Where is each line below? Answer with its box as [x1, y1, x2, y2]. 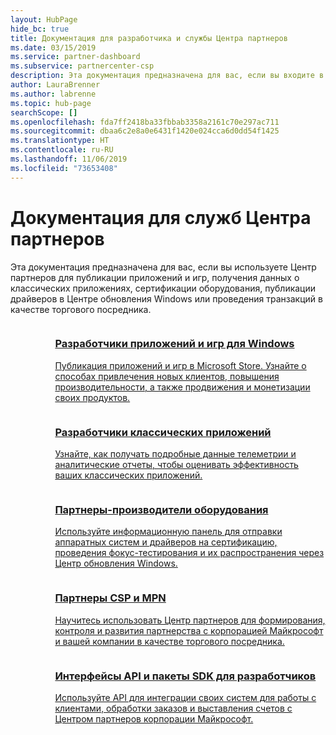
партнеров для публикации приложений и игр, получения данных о [10, 271, 300, 283]
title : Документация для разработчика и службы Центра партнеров [10, 33, 288, 43]
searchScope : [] [10, 107, 78, 118]
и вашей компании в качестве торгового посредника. [54, 635, 285, 647]
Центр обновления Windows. [54, 557, 178, 570]
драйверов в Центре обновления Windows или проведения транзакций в [10, 292, 323, 305]
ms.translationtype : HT [10, 136, 110, 146]
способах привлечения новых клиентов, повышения [54, 370, 280, 382]
